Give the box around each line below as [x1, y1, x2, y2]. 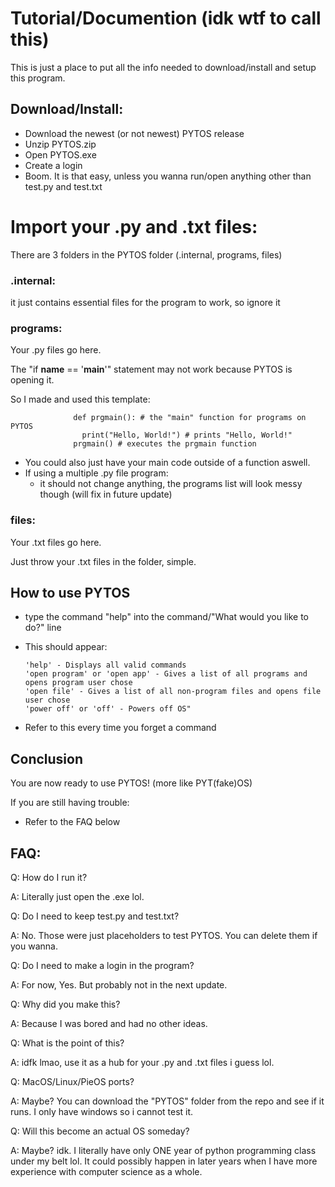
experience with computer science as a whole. [10, 1166, 203, 1178]
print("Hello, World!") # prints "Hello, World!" [81, 430, 293, 441]
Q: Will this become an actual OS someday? [10, 1125, 190, 1137]
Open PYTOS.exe [24, 148, 97, 161]
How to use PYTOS [10, 584, 131, 601]
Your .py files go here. [10, 344, 102, 356]
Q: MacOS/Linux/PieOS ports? [10, 1076, 135, 1088]
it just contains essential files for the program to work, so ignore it [10, 296, 281, 308]
